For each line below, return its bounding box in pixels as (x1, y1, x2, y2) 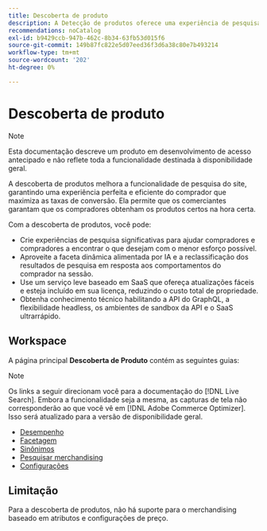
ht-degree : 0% (8, 64, 56, 72)
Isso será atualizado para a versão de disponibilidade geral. (8, 412, 203, 421)
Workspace (8, 334, 67, 348)
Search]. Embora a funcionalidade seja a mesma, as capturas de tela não (8, 395, 248, 404)
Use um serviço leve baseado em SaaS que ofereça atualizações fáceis (19, 277, 254, 287)
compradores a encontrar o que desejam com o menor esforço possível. (19, 244, 257, 253)
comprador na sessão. (19, 268, 94, 279)
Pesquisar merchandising (19, 452, 103, 462)
